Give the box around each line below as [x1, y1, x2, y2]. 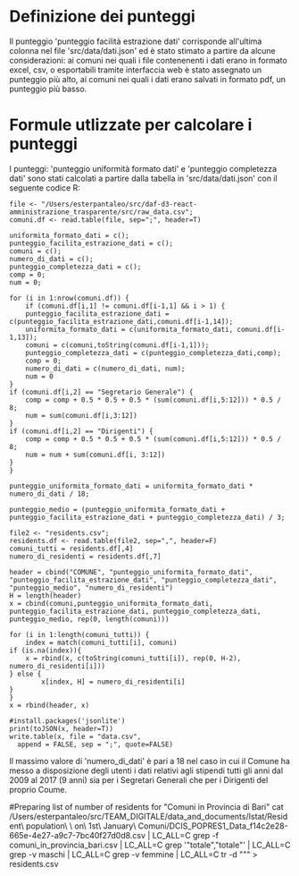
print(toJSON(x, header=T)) [9, 724, 114, 733]
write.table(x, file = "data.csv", [9, 732, 142, 741]
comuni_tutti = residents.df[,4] [9, 544, 134, 553]
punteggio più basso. [9, 83, 87, 94]
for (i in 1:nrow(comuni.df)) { [9, 293, 129, 302]
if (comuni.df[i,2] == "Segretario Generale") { [9, 387, 194, 396]
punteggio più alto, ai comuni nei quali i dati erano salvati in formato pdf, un [9, 73, 287, 84]
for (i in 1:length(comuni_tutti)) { [9, 630, 150, 639]
